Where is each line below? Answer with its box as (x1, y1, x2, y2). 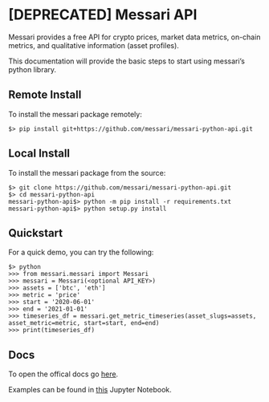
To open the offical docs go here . (8, 369, 119, 379)
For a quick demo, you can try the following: (8, 247, 154, 258)
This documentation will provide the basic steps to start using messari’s (8, 56, 245, 66)
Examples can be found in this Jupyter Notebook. (8, 385, 173, 395)
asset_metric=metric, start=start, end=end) (8, 319, 160, 327)
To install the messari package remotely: (8, 109, 142, 119)
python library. (8, 64, 57, 74)
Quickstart (8, 226, 63, 240)
